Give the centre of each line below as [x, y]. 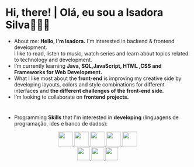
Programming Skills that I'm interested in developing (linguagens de [96, 117]
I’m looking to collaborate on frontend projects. [71, 97]
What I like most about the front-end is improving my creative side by [98, 78]
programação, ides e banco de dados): [61, 124]
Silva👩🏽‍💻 [28, 25]
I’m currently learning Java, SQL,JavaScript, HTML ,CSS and [88, 66]
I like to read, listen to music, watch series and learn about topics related [101, 53]
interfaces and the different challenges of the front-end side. [89, 91]
